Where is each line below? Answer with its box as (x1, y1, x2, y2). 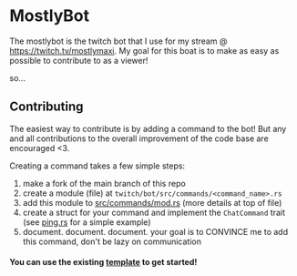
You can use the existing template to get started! (9, 257, 198, 268)
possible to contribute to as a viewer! (9, 55, 148, 66)
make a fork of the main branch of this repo (22, 178, 187, 189)
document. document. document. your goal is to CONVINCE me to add (22, 226, 289, 237)
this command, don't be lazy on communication (22, 236, 202, 247)
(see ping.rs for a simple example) (22, 216, 151, 228)
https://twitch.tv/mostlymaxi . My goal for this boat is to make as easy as (9, 45, 280, 56)
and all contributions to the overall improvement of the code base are (9, 133, 269, 144)
